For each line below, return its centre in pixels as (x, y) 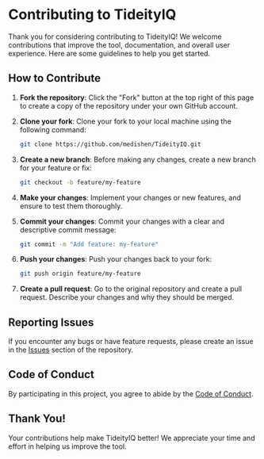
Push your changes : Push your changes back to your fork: (116, 259)
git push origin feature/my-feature (80, 274)
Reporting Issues (51, 322)
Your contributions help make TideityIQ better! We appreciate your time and (132, 438)
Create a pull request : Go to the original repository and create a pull (131, 289)
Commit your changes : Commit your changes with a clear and (122, 221)
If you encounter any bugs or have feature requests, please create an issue (131, 342)
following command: (53, 129)
